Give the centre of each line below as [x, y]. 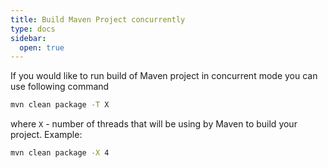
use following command [60, 87]
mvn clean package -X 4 [60, 153]
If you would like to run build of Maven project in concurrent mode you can [164, 76]
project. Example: [46, 135]
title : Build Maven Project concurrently [98, 19]
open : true [42, 47]
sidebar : [28, 38]
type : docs [33, 29]
